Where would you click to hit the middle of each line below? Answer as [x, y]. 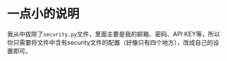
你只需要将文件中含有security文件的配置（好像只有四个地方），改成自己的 [110, 42]
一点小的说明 [44, 14]
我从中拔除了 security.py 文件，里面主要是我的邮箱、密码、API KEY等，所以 [114, 34]
